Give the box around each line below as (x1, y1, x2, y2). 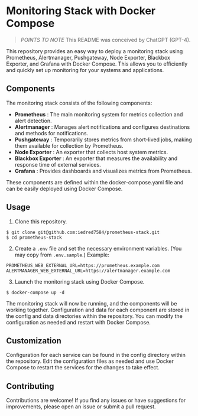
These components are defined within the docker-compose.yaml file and (6, 178, 184, 186)
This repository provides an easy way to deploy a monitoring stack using (6, 47, 183, 54)
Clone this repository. (14, 217, 67, 225)
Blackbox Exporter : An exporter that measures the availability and (14, 155, 178, 162)
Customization (6, 336, 62, 346)
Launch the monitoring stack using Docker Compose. (14, 278, 145, 285)
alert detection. (14, 117, 52, 124)
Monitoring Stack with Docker (6, 4, 155, 18)
